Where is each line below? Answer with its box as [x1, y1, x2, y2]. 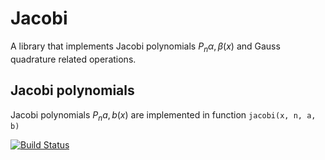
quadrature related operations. [10, 53, 137, 65]
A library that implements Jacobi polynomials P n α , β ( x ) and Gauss [10, 40, 281, 54]
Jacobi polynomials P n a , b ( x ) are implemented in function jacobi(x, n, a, [10, 108, 317, 123]
